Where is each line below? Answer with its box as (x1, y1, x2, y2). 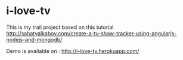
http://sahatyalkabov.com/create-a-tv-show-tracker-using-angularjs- (6, 29, 177, 36)
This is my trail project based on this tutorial (6, 24, 114, 31)
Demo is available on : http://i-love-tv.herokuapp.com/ (6, 47, 139, 54)
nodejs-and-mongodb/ (6, 36, 63, 43)
